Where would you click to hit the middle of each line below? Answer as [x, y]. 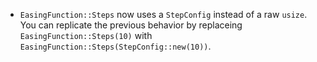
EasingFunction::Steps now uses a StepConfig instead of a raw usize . [163, 14]
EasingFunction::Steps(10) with [86, 35]
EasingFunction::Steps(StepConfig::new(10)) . [115, 46]
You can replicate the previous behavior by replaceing [131, 25]
